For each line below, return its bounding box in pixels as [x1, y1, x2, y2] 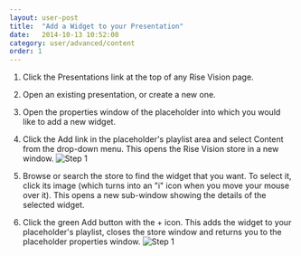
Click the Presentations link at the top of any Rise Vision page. [22, 71, 255, 82]
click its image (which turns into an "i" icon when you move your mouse [22, 180, 290, 191]
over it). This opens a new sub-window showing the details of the [22, 190, 267, 201]
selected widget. [22, 200, 85, 211]
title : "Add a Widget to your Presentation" [9, 22, 183, 31]
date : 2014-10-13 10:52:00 [9, 30, 119, 39]
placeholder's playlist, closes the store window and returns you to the [22, 227, 282, 238]
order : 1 [9, 47, 42, 56]
